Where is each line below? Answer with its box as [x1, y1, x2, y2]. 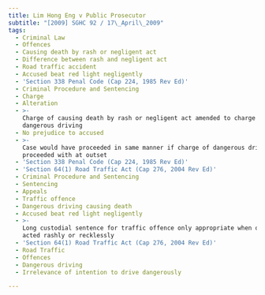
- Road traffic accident [15, 63, 97, 71]
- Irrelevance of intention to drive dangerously [15, 268, 181, 276]
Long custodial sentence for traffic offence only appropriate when [22, 224, 252, 233]
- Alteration [15, 99, 58, 107]
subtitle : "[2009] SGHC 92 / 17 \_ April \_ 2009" [8, 19, 164, 27]
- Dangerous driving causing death [15, 202, 132, 210]
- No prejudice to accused [15, 129, 104, 136]
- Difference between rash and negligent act [15, 56, 168, 64]
